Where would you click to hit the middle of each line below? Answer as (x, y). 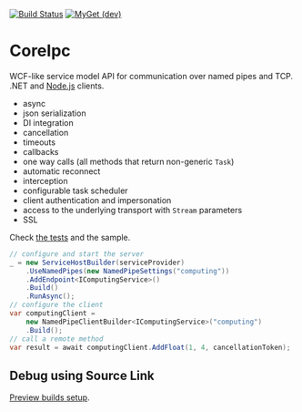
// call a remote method (56, 339)
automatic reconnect (61, 171)
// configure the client (56, 305)
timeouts (39, 142)
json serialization (54, 113)
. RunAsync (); (50, 296)
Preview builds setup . (50, 397)
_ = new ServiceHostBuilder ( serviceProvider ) (97, 263)
